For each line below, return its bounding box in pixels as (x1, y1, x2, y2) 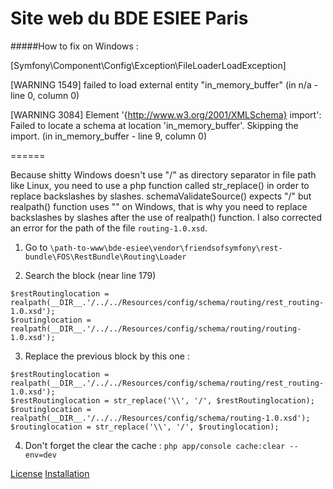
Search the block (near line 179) (24, 269, 157, 281)
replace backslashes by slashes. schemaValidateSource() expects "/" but (10, 190, 312, 202)
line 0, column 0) (10, 89, 80, 101)
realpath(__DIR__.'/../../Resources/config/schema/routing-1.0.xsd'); (10, 413, 311, 423)
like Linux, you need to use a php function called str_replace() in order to (10, 179, 310, 191)
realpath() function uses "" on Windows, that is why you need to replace (10, 200, 308, 212)
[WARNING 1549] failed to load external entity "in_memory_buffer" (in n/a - (10, 78, 319, 91)
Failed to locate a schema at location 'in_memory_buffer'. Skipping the (10, 119, 299, 131)
